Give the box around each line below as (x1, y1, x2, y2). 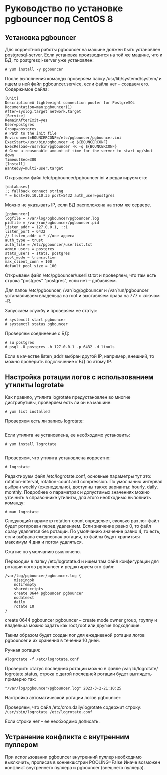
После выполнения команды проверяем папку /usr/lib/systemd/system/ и (5, 76, 162, 81)
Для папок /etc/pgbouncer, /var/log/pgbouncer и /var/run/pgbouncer (5, 287, 149, 293)
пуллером (5, 741, 38, 749)
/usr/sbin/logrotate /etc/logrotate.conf (5, 709, 93, 714)
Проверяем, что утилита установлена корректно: (5, 455, 111, 461)
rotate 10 (14, 604, 35, 609)
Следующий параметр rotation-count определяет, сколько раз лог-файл (5, 517, 159, 524)
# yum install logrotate (5, 441, 57, 447)
